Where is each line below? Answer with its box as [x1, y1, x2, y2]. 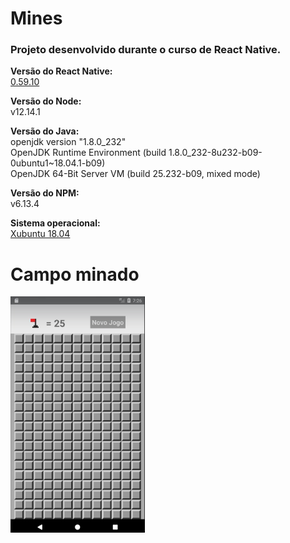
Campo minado [10, 263, 140, 286]
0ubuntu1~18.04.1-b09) [10, 157, 106, 169]
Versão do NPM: [10, 187, 80, 199]
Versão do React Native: [10, 65, 113, 77]
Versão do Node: [10, 95, 82, 107]
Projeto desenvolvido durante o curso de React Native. [10, 43, 282, 57]
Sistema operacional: [10, 217, 101, 229]
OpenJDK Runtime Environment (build [10, 147, 167, 159]
